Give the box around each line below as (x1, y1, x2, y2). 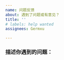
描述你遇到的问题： (5, 49, 53, 56)
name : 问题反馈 (5, 7, 35, 13)
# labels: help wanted (5, 21, 54, 27)
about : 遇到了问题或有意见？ (5, 12, 60, 17)
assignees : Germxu (5, 26, 45, 32)
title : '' (5, 17, 27, 22)
